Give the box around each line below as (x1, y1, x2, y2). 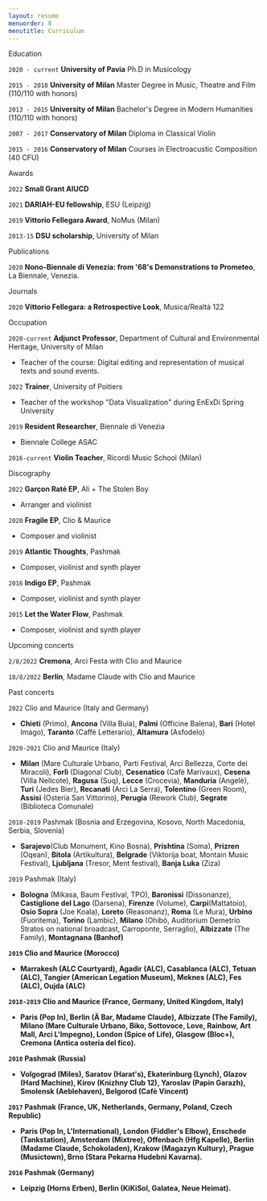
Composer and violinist (19, 531, 97, 541)
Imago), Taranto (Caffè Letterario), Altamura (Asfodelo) (19, 727, 205, 737)
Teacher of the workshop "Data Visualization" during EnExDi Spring (19, 397, 244, 408)
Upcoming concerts (8, 641, 74, 651)
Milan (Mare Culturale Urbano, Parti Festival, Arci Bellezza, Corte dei (19, 759, 248, 768)
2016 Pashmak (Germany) (8, 1168, 95, 1178)
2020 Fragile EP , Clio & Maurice (8, 516, 111, 525)
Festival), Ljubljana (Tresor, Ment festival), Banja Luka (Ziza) (19, 859, 221, 868)
